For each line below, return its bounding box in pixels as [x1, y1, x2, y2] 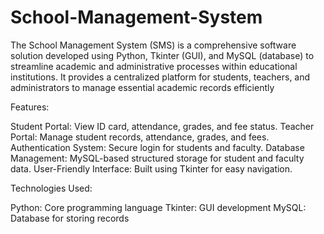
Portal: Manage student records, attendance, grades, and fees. [10, 131, 270, 143]
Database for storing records [10, 212, 130, 224]
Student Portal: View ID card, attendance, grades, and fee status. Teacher [10, 120, 315, 132]
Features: [10, 101, 50, 113]
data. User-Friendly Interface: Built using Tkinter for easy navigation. [10, 162, 293, 175]
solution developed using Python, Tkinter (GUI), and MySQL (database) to [10, 49, 315, 61]
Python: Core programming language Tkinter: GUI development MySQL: [10, 201, 307, 213]
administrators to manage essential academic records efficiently [10, 81, 275, 93]
